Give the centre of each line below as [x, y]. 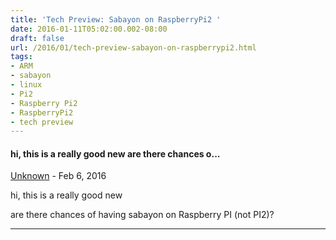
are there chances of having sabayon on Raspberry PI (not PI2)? [142, 215]
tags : [21, 57]
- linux [26, 85]
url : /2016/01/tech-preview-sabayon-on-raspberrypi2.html [133, 47]
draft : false [37, 38]
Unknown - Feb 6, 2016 [58, 176]
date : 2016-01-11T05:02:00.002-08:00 [89, 29]
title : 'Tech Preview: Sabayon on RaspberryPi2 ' [116, 19]
